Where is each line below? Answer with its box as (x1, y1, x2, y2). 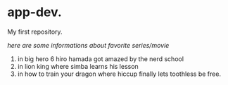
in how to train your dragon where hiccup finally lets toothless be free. (17, 70, 222, 78)
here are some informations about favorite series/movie (7, 41, 170, 49)
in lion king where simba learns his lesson (17, 62, 139, 70)
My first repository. (7, 27, 63, 36)
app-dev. (7, 4, 62, 20)
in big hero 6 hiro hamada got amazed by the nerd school (17, 54, 184, 63)
